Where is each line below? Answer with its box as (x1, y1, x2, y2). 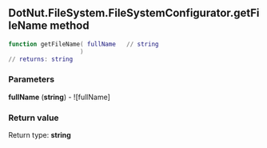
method (50, 19, 90, 33)
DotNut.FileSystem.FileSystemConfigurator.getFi (8, 6, 260, 20)
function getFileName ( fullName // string (8, 40, 159, 48)
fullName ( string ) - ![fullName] (8, 92, 110, 102)
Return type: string (8, 130, 72, 140)
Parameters (8, 74, 54, 85)
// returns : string (8, 55, 74, 63)
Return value (8, 112, 59, 123)
